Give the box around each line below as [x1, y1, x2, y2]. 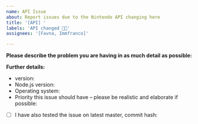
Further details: [6, 63, 46, 71]
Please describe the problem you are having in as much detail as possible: [6, 52, 193, 59]
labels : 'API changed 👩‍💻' [6, 25, 70, 31]
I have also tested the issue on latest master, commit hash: [14, 112, 158, 119]
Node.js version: [14, 81, 55, 89]
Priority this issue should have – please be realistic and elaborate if [14, 94, 178, 101]
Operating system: [14, 87, 60, 94]
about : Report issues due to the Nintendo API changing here [6, 14, 161, 20]
